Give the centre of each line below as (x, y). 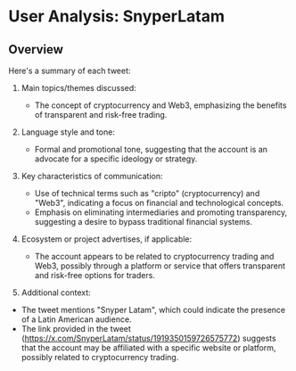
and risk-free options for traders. (95, 275)
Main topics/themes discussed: (79, 88)
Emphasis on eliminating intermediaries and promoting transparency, (160, 212)
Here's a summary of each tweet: (70, 70)
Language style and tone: (68, 132)
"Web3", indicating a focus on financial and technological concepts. (159, 203)
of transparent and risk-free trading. (101, 115)
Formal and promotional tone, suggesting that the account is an (151, 149)
